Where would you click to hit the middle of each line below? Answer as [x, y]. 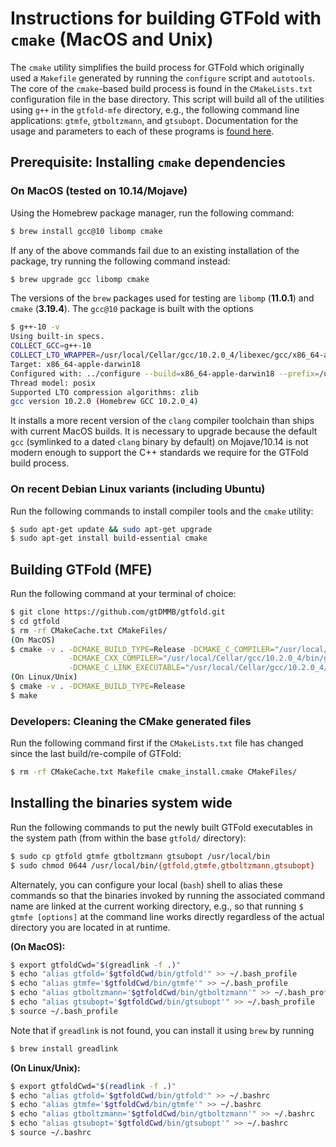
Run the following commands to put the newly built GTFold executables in [161, 827]
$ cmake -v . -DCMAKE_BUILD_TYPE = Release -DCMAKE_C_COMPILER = [142, 649]
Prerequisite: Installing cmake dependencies [148, 162]
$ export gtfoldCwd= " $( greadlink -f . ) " [96, 965]
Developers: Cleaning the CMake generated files [131, 721]
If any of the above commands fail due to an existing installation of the [155, 250]
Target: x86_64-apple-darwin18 [75, 364]
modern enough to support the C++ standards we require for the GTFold [159, 453]
